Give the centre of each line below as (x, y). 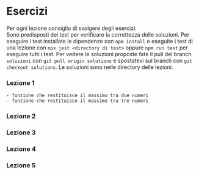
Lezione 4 (21, 149)
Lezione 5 (21, 165)
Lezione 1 (20, 82)
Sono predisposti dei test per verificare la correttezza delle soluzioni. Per (98, 34)
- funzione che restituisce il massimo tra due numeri (78, 96)
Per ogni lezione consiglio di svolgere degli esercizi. (72, 28)
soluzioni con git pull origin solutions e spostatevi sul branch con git (99, 60)
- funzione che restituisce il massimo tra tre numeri (78, 101)
